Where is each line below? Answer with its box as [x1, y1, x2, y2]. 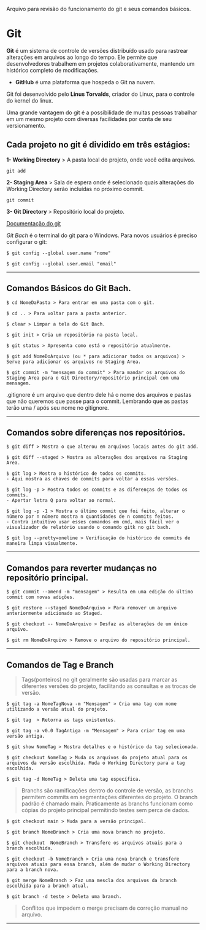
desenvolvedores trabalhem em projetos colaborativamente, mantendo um [6, 60, 195, 67]
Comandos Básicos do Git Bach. [6, 283, 131, 294]
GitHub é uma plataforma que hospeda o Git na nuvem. [15, 78, 156, 85]
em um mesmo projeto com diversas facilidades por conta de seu [6, 115, 172, 122]
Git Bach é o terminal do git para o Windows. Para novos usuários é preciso [6, 232, 197, 239]
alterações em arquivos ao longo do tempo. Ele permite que [6, 53, 158, 61]
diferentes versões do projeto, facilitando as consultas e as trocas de [21, 682, 196, 690]
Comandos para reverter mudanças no [6, 563, 158, 573]
